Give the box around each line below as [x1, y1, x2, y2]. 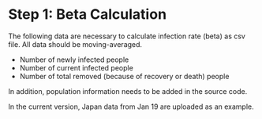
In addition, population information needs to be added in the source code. [8, 86, 248, 96]
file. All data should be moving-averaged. [8, 39, 143, 49]
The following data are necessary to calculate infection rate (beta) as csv [8, 31, 246, 41]
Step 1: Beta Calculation [8, 5, 167, 23]
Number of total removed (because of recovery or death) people [19, 71, 230, 81]
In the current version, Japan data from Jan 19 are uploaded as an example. [8, 102, 254, 111]
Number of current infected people [19, 63, 134, 72]
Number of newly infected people [19, 55, 129, 64]
